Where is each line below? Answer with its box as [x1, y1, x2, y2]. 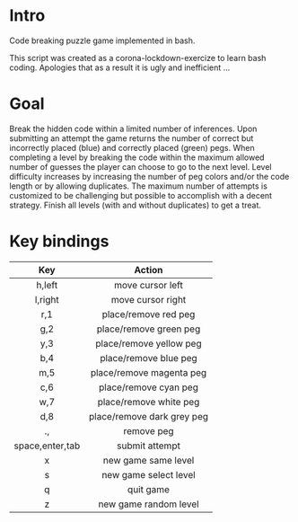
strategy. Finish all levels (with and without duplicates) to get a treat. [9, 199, 262, 210]
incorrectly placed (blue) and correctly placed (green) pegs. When [9, 142, 255, 153]
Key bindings [9, 231, 110, 252]
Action [134, 263, 163, 276]
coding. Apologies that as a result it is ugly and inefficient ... [9, 62, 231, 73]
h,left [36, 279, 58, 291]
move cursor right [110, 293, 187, 305]
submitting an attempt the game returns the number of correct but [9, 132, 254, 144]
